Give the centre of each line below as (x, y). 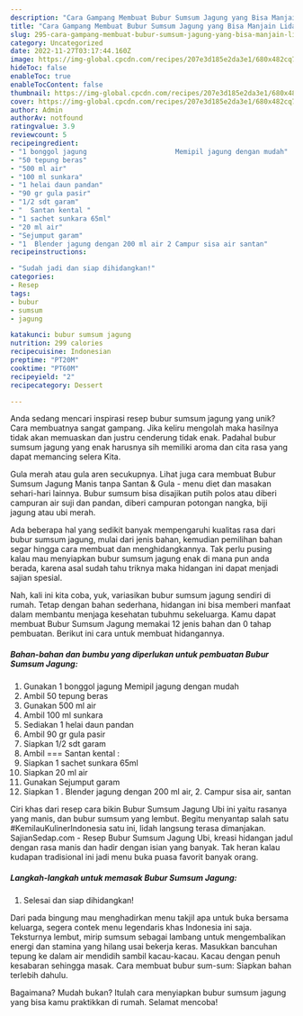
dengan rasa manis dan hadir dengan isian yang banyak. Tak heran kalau (145, 848)
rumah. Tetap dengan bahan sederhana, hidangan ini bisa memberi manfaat (151, 605)
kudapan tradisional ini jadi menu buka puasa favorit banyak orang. (134, 857)
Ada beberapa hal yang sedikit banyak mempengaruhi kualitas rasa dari (143, 530)
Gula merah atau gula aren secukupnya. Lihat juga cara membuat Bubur (143, 475)
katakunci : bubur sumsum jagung (71, 335)
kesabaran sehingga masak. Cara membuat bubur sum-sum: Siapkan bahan (151, 966)
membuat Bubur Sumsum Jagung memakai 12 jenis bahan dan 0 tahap (141, 624)
